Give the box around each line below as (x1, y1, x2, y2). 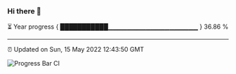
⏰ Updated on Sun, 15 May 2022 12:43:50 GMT (7, 45, 145, 54)
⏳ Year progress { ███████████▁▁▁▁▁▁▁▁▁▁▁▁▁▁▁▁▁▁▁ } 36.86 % (7, 22, 229, 31)
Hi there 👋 (7, 6, 42, 16)
